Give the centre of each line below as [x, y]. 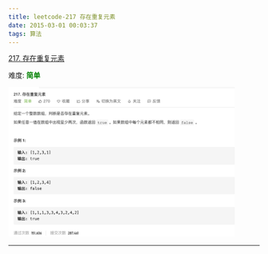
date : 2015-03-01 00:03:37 [53, 25]
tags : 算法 [25, 34]
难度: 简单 [24, 75]
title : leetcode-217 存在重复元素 [62, 17]
